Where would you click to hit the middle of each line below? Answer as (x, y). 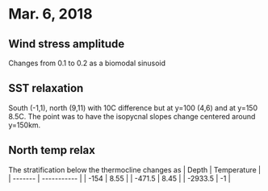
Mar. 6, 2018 (50, 14)
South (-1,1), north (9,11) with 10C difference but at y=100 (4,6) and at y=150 (133, 108)
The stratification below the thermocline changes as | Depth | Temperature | (134, 169)
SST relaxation (46, 88)
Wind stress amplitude (67, 44)
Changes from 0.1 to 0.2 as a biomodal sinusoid (87, 63)
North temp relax (52, 150)
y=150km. (25, 125)
